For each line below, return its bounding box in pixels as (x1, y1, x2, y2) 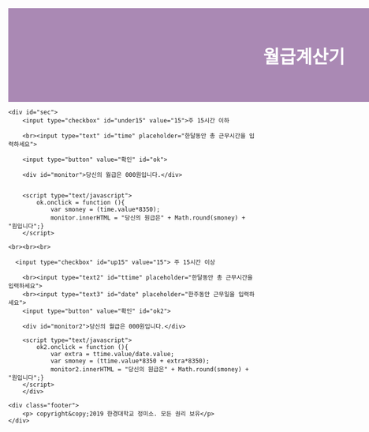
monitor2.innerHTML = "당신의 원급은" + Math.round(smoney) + (50, 366, 250, 374)
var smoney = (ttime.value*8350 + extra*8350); (50, 357, 211, 365)
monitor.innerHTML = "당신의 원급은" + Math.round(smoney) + (50, 214, 246, 222)
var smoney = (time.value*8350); (50, 205, 160, 213)
